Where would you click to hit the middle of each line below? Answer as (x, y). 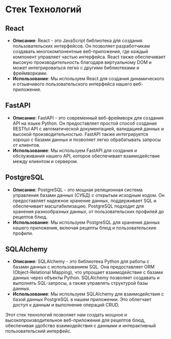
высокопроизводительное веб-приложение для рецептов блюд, (75, 320)
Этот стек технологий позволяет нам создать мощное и (66, 315)
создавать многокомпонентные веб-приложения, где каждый (80, 51)
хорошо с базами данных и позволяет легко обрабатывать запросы (87, 140)
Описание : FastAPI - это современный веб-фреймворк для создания (88, 118)
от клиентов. (26, 145)
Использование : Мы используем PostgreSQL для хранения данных (86, 222)
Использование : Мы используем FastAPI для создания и (75, 150)
